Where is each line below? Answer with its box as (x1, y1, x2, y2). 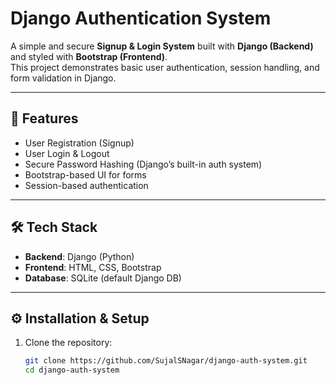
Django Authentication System (10, 7, 272, 30)
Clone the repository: (24, 337, 113, 349)
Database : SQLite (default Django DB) (24, 272, 182, 284)
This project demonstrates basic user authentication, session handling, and (10, 61, 320, 73)
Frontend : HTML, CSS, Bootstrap (24, 261, 162, 273)
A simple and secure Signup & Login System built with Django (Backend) (10, 40, 314, 52)
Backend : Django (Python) (24, 250, 135, 262)
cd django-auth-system (24, 365, 120, 376)
